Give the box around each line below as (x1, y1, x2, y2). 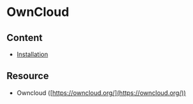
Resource (6, 70, 49, 82)
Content (6, 32, 43, 44)
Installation (16, 50, 49, 58)
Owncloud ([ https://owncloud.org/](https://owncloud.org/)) (16, 88, 186, 97)
